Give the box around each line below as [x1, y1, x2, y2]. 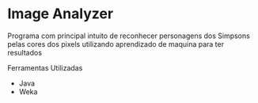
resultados [7, 48, 43, 57]
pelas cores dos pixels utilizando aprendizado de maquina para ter [7, 39, 225, 48]
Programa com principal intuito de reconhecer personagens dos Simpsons [7, 31, 250, 40]
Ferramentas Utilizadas [7, 63, 83, 72]
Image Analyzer [7, 5, 114, 23]
